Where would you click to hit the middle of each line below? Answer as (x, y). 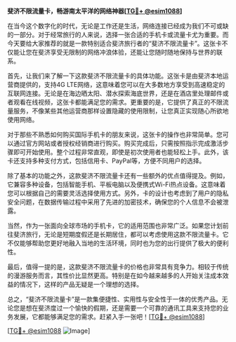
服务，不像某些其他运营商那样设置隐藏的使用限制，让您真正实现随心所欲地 (121, 111)
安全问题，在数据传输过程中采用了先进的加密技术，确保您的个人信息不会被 (115, 202)
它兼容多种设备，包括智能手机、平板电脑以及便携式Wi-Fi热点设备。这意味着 (117, 184)
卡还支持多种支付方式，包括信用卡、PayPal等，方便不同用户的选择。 (106, 161)
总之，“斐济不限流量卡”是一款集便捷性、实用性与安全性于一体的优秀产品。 (115, 299)
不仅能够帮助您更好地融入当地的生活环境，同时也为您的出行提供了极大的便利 (118, 243)
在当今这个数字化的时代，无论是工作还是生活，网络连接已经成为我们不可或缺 (118, 26)
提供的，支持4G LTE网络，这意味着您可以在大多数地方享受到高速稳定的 (122, 84)
